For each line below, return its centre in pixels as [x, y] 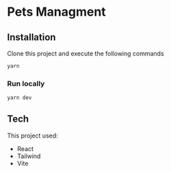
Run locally [26, 83]
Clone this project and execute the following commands [85, 53]
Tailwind [29, 156]
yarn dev [19, 98]
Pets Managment [56, 12]
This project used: [32, 135]
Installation [31, 37]
